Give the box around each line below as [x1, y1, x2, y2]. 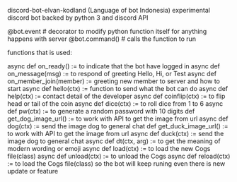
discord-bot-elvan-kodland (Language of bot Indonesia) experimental [7, 6, 211, 14]
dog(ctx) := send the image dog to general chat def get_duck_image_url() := [7, 122, 229, 130]
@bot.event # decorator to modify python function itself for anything [7, 28, 207, 35]
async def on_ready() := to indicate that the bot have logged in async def [7, 62, 221, 70]
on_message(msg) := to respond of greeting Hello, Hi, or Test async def [7, 70, 217, 78]
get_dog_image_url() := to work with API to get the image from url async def [7, 114, 229, 123]
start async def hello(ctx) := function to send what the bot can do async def [7, 85, 229, 92]
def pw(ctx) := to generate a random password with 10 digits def [7, 107, 195, 115]
